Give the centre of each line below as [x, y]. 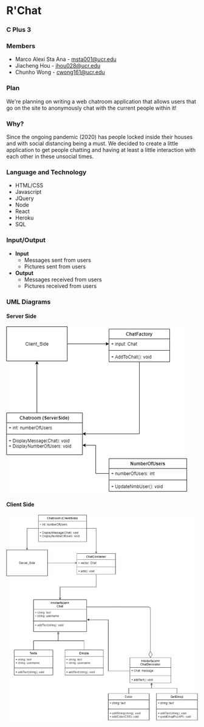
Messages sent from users [57, 260]
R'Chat [24, 11]
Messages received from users [63, 279]
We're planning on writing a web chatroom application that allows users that [101, 101]
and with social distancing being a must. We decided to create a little [92, 143]
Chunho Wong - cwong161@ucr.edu [60, 72]
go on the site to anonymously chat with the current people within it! [92, 108]
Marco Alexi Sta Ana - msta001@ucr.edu [66, 59]
